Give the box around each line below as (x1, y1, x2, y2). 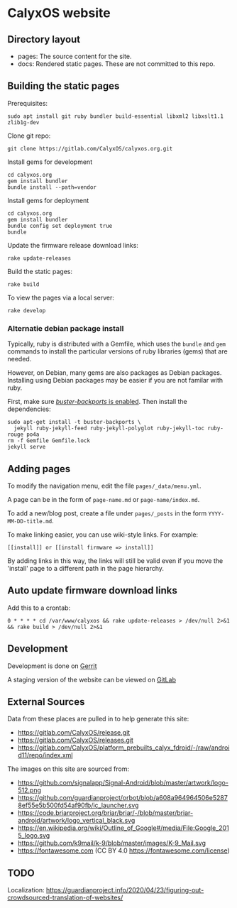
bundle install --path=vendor (7, 183, 97, 191)
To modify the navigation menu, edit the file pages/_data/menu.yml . (7, 481, 202, 490)
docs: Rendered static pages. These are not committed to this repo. (17, 60, 215, 68)
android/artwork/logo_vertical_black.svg (17, 816, 136, 825)
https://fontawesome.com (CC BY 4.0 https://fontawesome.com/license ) (17, 846, 231, 855)
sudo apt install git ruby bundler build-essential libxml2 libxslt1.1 (7, 112, 224, 120)
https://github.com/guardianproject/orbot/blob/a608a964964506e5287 (17, 794, 228, 802)
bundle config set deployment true (7, 222, 113, 229)
